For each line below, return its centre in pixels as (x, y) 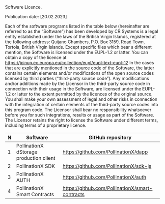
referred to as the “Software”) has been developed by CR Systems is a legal (82, 31)
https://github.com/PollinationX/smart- (108, 188)
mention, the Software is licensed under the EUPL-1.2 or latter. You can (77, 52)
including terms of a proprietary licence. (46, 125)
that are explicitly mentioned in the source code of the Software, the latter (80, 68)
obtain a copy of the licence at (36, 58)
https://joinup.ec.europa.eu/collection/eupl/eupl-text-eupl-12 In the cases (80, 63)
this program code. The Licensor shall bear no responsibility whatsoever (78, 110)
